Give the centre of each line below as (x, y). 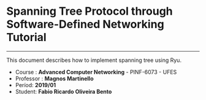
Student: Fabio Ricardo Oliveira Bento (63, 91)
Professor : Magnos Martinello (54, 79)
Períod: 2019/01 (36, 85)
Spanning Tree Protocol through (90, 11)
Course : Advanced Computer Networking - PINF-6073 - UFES (96, 72)
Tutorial (27, 37)
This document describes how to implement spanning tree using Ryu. (94, 60)
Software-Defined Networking (85, 24)
